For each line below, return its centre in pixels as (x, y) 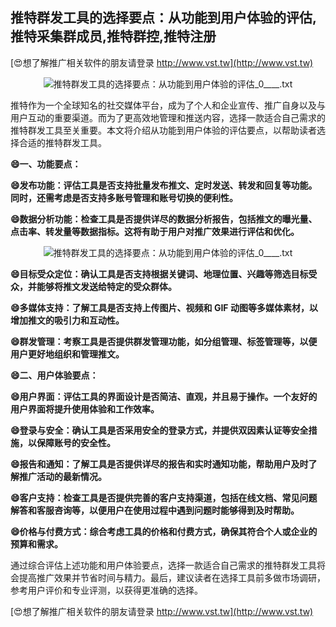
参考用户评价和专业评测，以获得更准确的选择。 (106, 590)
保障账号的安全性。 (76, 442)
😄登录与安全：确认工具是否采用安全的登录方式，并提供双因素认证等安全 (159, 430)
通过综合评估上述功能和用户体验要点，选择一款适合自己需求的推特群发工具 (163, 565)
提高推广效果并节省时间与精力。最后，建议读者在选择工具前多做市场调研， (172, 577)
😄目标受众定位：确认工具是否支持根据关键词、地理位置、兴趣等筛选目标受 (164, 274)
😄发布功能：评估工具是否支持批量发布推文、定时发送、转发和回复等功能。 (164, 185)
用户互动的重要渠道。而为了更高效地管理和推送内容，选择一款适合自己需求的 (168, 117)
